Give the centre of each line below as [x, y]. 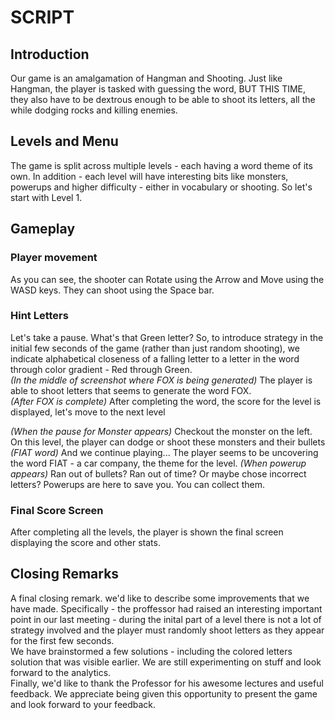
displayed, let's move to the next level [88, 412]
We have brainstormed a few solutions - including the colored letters [151, 651]
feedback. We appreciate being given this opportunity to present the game [164, 693]
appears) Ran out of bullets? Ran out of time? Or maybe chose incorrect [158, 473]
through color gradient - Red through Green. [101, 369]
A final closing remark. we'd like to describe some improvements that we [160, 598]
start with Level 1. [46, 197]
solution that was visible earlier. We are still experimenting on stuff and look [166, 662]
